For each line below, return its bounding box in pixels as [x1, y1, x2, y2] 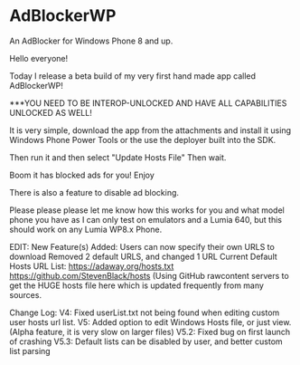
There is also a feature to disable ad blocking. [9, 187, 179, 197]
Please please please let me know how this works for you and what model [9, 205, 285, 216]
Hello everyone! [9, 53, 69, 63]
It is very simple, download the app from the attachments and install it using [9, 124, 292, 136]
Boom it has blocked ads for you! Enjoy [9, 169, 155, 180]
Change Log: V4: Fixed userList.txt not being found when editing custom [9, 307, 280, 318]
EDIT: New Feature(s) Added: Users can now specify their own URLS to [9, 241, 276, 252]
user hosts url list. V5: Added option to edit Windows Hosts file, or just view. [9, 316, 292, 327]
